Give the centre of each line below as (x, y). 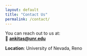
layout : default (22, 10)
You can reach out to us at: (33, 33)
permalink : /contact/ (28, 19)
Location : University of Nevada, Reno (44, 48)
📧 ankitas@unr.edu (26, 38)
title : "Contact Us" (27, 14)
